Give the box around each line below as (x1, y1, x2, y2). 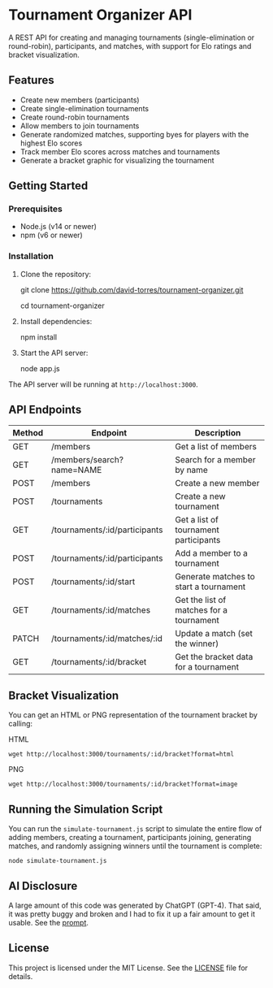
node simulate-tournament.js (8, 857, 107, 865)
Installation (8, 250, 54, 262)
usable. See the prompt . (8, 917, 89, 927)
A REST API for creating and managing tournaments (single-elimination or (8, 32, 255, 42)
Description (194, 427, 241, 438)
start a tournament (174, 581, 246, 592)
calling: (8, 719, 33, 729)
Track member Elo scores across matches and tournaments (19, 146, 221, 156)
